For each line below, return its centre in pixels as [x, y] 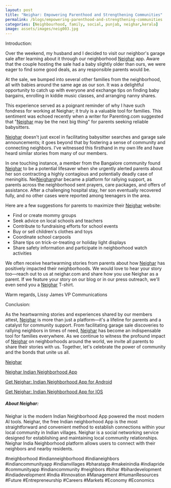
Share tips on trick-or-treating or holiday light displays [69, 242]
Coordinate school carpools [42, 237]
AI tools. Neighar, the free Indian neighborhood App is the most [72, 422]
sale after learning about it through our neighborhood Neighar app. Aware [82, 59]
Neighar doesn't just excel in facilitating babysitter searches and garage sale [85, 137]
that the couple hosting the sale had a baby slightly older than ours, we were [85, 64]
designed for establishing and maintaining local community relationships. [82, 438]
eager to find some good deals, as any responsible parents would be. [78, 70]
